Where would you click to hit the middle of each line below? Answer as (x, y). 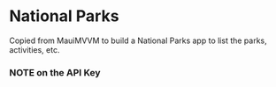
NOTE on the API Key (55, 72)
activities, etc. (34, 49)
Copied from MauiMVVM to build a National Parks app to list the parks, (138, 40)
